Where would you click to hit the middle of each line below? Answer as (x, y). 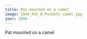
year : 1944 (16, 19)
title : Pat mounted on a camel (37, 10)
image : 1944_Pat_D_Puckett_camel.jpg (44, 14)
